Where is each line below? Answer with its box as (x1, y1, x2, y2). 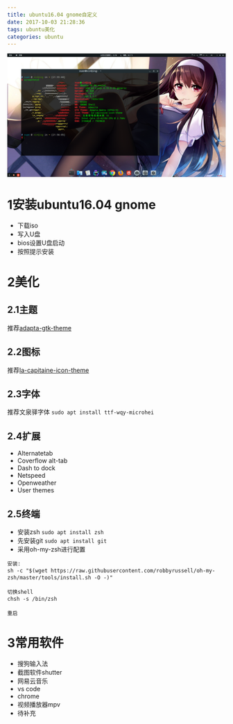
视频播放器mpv (17, 700, 61, 709)
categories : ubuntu (7, 33, 64, 40)
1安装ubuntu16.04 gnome (7, 197, 156, 212)
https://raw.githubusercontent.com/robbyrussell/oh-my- (51, 567, 216, 574)
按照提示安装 (17, 247, 54, 255)
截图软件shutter (17, 668, 62, 676)
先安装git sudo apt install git (17, 536, 107, 545)
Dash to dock (17, 464, 55, 472)
